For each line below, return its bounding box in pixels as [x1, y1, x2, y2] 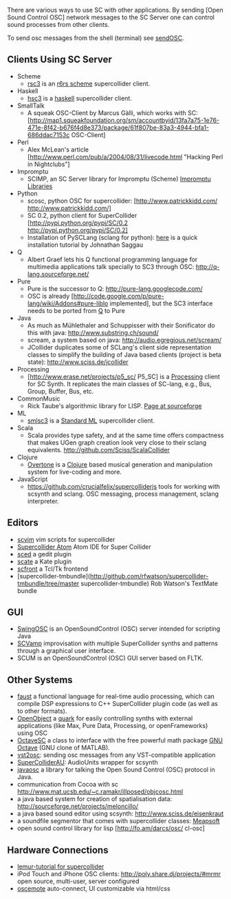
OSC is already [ [27, 292, 74, 300]
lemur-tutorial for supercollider [16, 862, 104, 871]
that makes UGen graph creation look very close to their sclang [27, 438, 207, 447]
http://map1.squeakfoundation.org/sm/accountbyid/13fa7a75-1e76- [30, 116, 220, 124]
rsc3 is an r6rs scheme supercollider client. [27, 79, 151, 88]
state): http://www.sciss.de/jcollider [27, 358, 129, 366]
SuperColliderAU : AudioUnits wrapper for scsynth [16, 758, 158, 767]
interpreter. [27, 496, 60, 505]
